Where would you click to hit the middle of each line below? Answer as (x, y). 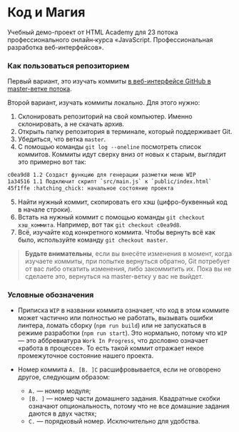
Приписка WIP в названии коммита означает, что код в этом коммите (123, 310)
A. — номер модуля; (60, 391)
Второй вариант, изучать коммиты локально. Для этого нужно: (104, 103)
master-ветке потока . (40, 89)
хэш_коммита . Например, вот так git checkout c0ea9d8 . (100, 225)
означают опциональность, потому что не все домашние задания (129, 406)
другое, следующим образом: (64, 377)
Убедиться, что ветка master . (62, 139)
